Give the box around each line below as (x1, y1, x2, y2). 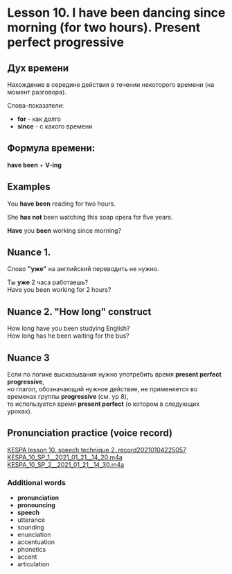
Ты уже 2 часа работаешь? (7, 278, 89, 286)
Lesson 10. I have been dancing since (7, 5, 226, 21)
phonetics (17, 546, 46, 554)
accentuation (17, 538, 55, 546)
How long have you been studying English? (7, 325, 130, 333)
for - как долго (17, 115, 61, 123)
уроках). (7, 407, 33, 416)
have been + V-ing (7, 161, 62, 169)
